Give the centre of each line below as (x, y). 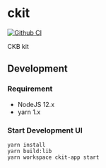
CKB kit (18, 46)
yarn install (26, 145)
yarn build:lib (30, 151)
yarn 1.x (29, 112)
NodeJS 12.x (36, 104)
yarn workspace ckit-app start (53, 157)
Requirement (30, 89)
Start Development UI (45, 130)
